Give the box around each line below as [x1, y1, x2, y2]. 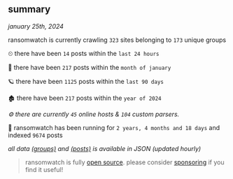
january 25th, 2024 [8, 22, 64, 30]
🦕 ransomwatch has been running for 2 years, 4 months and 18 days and [8, 123, 220, 131]
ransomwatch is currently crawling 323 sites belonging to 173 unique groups [8, 36, 227, 44]
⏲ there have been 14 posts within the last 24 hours [8, 49, 160, 57]
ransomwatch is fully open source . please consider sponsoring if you [24, 158, 225, 166]
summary [8, 3, 51, 15]
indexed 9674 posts [8, 131, 63, 139]
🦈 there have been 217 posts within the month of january [8, 63, 171, 71]
